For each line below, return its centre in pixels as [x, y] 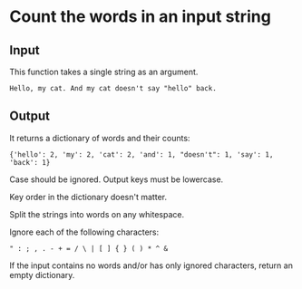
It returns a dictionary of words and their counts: [100, 138]
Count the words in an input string [141, 17]
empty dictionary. [42, 275]
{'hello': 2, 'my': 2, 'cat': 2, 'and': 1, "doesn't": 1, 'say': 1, [141, 154]
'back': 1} [30, 162]
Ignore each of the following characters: [84, 232]
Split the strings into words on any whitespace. [97, 214]
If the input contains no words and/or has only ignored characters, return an [151, 265]
